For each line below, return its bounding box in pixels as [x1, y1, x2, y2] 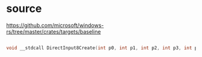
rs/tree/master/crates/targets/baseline [6, 28, 101, 35]
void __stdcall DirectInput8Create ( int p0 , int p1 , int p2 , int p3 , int [6, 44, 192, 51]
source [6, 2, 42, 16]
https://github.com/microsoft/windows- [6, 22, 104, 29]
